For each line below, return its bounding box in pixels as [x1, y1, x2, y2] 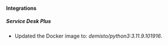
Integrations [6, 5, 37, 12]
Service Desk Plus [6, 18, 52, 25]
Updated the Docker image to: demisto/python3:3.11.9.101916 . [14, 32, 163, 39]
